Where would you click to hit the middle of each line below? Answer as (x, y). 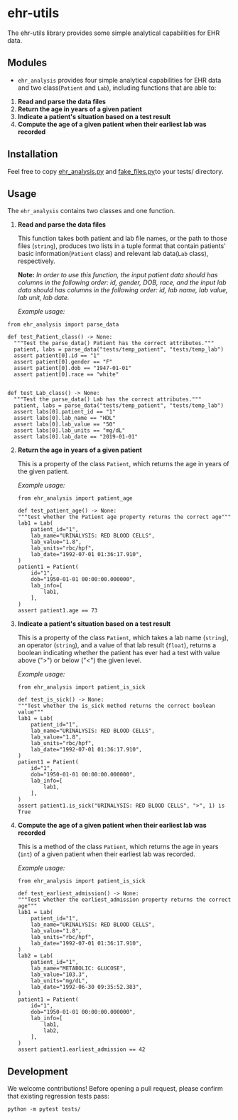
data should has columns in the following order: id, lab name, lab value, (123, 290)
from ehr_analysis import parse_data (63, 325)
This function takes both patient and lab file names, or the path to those (122, 238)
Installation (33, 154)
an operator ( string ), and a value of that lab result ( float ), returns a (117, 645)
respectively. (36, 261)
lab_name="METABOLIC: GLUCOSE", (79, 969)
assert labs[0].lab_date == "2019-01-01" (76, 437)
